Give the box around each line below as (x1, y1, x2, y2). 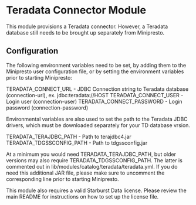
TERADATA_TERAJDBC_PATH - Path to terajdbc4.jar (6, 133, 132, 140)
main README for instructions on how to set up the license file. (6, 193, 159, 200)
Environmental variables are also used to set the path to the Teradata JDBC (6, 115, 188, 122)
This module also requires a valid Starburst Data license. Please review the (6, 187, 187, 194)
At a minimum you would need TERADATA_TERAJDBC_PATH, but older (6, 151, 177, 158)
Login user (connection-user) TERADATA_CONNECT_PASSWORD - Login (6, 98, 183, 105)
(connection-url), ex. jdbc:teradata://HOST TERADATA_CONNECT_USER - (6, 91, 184, 98)
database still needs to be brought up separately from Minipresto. (6, 29, 165, 36)
